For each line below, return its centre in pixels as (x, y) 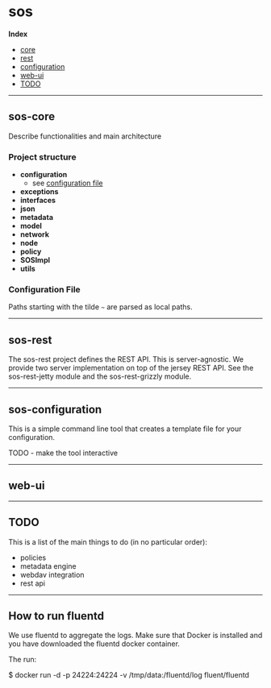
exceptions (39, 192)
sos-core (32, 116)
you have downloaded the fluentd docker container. (94, 644)
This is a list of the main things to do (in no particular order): (108, 541)
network (35, 234)
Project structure (42, 157)
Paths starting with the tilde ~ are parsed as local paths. (100, 307)
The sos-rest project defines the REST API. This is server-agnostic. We (126, 359)
